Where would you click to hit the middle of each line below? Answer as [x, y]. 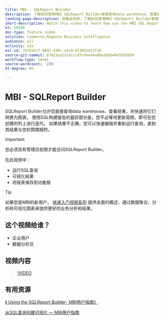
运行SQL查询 [25, 170]
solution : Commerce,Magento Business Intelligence [58, 37]
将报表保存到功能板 [31, 182]
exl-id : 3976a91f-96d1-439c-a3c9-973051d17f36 [53, 50]
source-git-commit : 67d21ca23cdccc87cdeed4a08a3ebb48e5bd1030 [70, 55]
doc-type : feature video [30, 32]
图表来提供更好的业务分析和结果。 [61, 208]
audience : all [20, 42]
